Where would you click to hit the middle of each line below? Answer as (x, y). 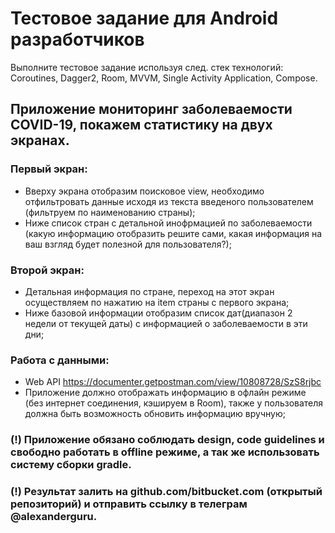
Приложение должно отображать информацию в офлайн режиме (165, 393)
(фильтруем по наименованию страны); (110, 212)
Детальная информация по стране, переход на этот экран (149, 291)
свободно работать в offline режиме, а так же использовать (165, 452)
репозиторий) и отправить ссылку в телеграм (129, 504)
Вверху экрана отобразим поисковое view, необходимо (144, 191)
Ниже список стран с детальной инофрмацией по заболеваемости (168, 223)
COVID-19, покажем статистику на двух (141, 125)
